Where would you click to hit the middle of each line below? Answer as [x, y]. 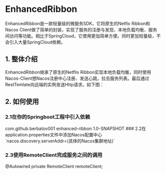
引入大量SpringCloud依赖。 [37, 42]
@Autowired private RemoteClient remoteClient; [54, 166]
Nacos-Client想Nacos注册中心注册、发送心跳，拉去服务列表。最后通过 [77, 78]
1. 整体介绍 [22, 59]
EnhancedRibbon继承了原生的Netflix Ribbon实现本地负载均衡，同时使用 [78, 72]
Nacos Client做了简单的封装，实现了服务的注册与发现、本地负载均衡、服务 [81, 29]
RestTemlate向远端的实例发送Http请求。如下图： [55, 84]
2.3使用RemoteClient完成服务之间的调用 [54, 155]
